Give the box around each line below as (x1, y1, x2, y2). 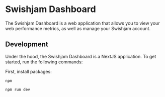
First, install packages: (5, 68, 52, 74)
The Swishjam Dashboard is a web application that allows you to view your (5, 20, 160, 26)
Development (5, 40, 49, 49)
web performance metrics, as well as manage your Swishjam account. (5, 25, 151, 31)
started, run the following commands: (5, 59, 83, 65)
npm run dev (5, 87, 30, 92)
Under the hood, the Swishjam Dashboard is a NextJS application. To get (5, 53, 156, 59)
